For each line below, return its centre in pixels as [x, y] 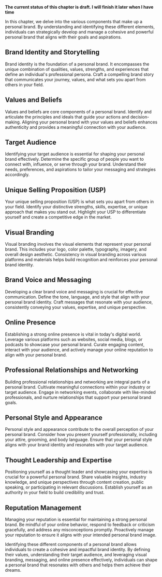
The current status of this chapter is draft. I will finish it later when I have [79, 7]
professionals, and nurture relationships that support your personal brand [78, 397]
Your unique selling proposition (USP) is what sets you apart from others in [79, 202]
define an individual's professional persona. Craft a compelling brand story [79, 74]
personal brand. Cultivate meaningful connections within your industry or [78, 387]
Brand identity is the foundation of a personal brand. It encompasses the [77, 64]
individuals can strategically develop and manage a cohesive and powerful [79, 32]
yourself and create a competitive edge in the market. [59, 217]
